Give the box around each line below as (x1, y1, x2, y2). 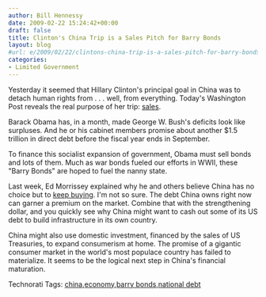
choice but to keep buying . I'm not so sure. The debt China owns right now (8, 189, 252, 199)
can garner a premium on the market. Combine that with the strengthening (8, 198, 251, 208)
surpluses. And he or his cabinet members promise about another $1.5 (8, 125, 238, 135)
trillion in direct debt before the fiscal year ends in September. (8, 134, 211, 143)
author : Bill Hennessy (8, 11, 83, 20)
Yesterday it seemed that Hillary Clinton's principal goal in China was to (8, 85, 241, 94)
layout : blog (8, 41, 51, 49)
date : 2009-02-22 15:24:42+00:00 (8, 19, 119, 27)
